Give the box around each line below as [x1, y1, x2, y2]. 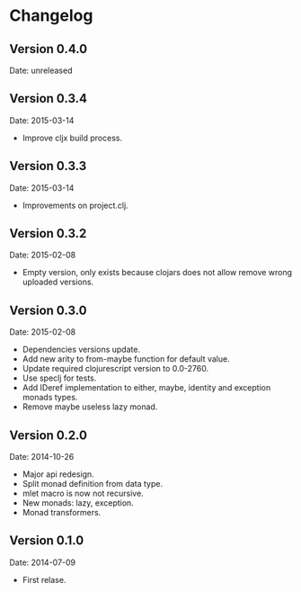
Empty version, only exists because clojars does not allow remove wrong [22, 267, 293, 278]
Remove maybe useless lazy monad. [22, 401, 158, 412]
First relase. [22, 574, 66, 585]
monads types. [22, 392, 78, 403]
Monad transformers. [22, 507, 102, 518]
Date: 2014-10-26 [9, 452, 75, 462]
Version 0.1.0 [9, 533, 84, 549]
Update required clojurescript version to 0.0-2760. [22, 363, 209, 374]
